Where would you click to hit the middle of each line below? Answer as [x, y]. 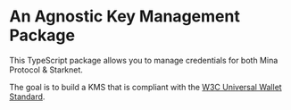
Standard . [27, 97]
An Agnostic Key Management [125, 17]
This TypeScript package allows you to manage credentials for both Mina [144, 60]
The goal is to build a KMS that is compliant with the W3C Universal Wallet [146, 87]
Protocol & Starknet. [46, 70]
